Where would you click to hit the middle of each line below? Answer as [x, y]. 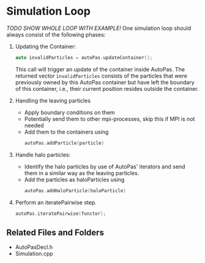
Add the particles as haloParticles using [74, 179]
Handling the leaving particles [53, 100]
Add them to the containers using [66, 132]
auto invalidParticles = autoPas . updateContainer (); [84, 57]
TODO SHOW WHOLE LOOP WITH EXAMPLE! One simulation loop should [99, 28]
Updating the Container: [46, 46]
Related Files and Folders [55, 232]
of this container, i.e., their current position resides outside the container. [107, 88]
